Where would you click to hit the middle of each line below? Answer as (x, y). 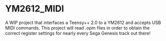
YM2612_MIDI (35, 9)
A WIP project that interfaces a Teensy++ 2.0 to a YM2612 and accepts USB (83, 22)
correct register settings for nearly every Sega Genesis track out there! (78, 33)
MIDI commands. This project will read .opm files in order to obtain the (78, 27)
